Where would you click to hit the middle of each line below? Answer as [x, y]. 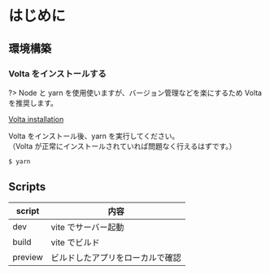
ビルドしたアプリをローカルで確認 [116, 258]
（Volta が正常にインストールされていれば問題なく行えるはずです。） [122, 146]
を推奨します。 [33, 102]
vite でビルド [75, 242]
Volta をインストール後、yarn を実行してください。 [94, 136]
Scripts [27, 187]
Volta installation [36, 119]
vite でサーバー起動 [87, 227]
